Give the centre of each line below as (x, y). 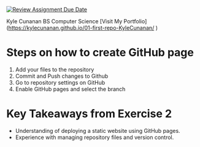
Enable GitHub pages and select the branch (70, 89)
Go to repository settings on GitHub (60, 82)
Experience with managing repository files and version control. (94, 137)
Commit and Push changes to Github (62, 76)
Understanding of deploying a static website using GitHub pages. (98, 130)
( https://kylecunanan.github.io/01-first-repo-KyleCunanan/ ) (82, 28)
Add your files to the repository (55, 69)
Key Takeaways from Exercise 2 (89, 114)
